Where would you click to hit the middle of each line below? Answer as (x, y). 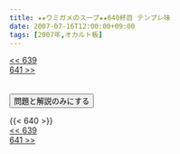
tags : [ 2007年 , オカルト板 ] (56, 34)
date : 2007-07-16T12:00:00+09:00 (72, 26)
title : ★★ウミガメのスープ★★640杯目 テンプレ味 (90, 18)
